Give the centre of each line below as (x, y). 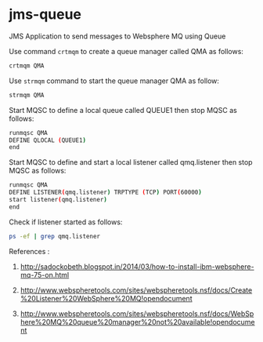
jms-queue (45, 15)
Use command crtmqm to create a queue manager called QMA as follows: (126, 51)
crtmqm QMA (27, 65)
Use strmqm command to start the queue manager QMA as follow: (114, 81)
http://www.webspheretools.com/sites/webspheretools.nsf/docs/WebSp (137, 313)
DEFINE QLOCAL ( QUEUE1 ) (48, 140)
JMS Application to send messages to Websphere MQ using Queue (117, 36)
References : (29, 251)
